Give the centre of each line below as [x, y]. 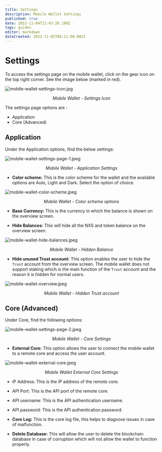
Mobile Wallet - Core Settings [81, 339]
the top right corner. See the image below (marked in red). [63, 79]
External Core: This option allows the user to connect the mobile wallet [83, 348]
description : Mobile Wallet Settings [43, 14]
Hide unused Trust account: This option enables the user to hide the [81, 259]
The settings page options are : [36, 107]
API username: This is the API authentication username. [68, 400]
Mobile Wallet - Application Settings [81, 168]
